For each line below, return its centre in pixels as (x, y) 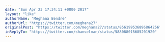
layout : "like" (21, 14)
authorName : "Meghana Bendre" (36, 18)
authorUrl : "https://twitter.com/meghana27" (51, 23)
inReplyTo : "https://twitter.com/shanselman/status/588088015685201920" (81, 32)
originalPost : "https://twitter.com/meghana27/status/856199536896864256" (83, 28)
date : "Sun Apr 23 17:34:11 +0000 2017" (47, 9)
